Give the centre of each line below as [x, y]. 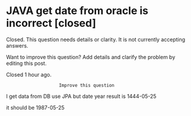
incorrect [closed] [51, 23]
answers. [17, 46]
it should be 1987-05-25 [35, 107]
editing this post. [27, 63]
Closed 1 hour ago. [29, 74]
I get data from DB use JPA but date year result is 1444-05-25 [81, 96]
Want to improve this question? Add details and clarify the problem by [91, 57]
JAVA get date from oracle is [77, 11]
